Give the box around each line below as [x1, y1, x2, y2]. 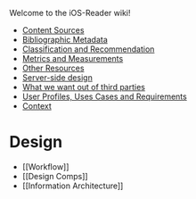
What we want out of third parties [21, 82, 145, 92]
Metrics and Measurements [21, 54, 124, 63]
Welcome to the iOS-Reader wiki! [9, 8, 131, 18]
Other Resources [21, 62, 85, 73]
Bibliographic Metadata [21, 35, 109, 45]
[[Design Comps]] [21, 170, 88, 181]
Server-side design [21, 72, 94, 83]
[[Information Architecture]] [21, 180, 124, 191]
